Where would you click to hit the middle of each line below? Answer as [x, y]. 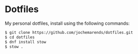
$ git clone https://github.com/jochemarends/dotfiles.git [69, 32]
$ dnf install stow [26, 42]
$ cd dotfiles [20, 37]
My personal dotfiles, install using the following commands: [67, 23]
